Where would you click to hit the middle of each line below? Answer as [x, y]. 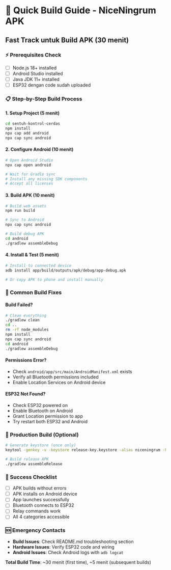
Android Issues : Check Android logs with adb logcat [68, 552]
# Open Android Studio [29, 160]
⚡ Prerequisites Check [33, 55]
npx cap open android [28, 165]
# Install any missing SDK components [46, 179]
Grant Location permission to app [48, 416]
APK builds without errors [39, 488]
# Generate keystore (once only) [41, 445]
